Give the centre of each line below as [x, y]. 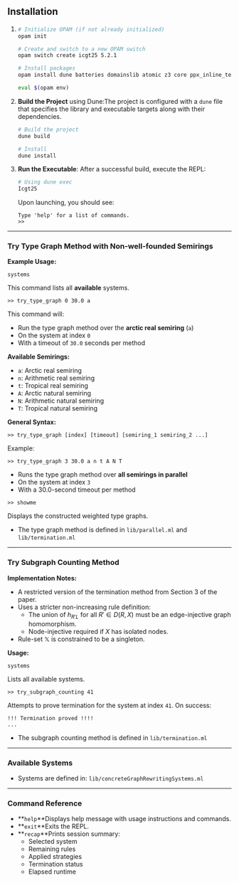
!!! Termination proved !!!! [51, 718]
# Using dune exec [45, 182]
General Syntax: [32, 422]
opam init [32, 36]
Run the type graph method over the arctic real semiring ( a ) [106, 328]
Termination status [55, 865]
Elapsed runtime [52, 872]
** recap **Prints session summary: [69, 834]
